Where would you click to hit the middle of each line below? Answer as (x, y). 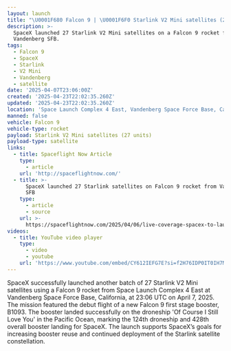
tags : (15, 45)
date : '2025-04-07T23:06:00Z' (51, 90)
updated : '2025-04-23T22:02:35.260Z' (61, 103)
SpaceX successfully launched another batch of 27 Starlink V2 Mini (102, 282)
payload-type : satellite (43, 142)
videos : (18, 231)
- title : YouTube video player (58, 237)
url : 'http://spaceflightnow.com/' (70, 173)
